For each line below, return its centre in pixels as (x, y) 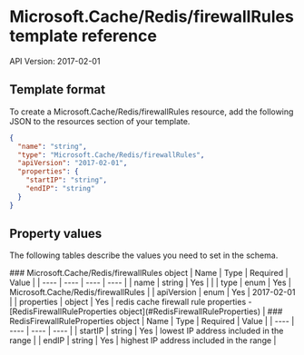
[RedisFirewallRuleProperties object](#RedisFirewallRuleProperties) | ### (146, 311)
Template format (58, 89)
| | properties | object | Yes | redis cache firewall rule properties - (131, 302)
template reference (83, 36)
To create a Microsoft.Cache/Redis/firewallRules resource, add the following (152, 112)
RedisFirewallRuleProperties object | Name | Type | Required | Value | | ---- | (152, 321)
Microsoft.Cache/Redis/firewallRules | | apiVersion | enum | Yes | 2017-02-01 (152, 292)
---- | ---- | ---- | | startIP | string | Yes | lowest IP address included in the (147, 331)
